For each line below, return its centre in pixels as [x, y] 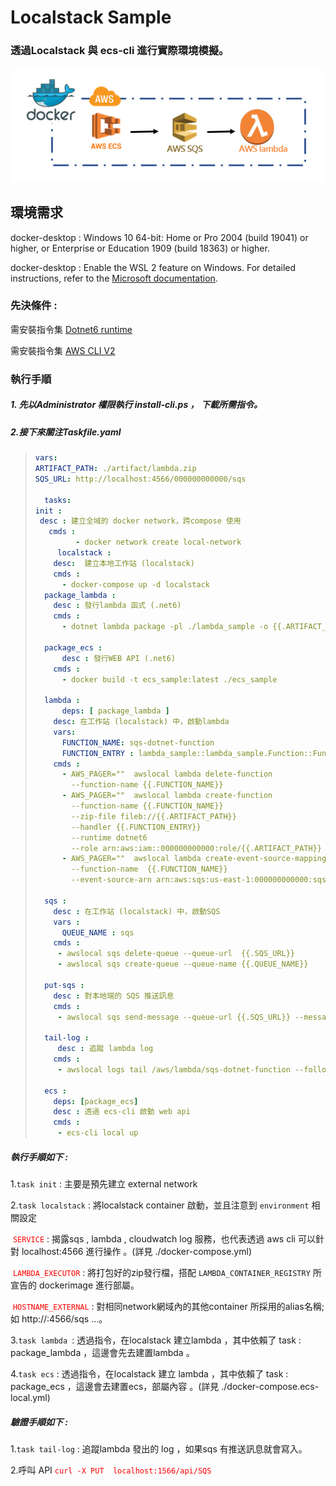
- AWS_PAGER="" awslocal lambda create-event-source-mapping [194, 859]
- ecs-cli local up [98, 1133]
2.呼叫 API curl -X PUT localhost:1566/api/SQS [111, 1470]
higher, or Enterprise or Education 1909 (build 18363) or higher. [140, 248]
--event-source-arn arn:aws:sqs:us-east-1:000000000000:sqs [199, 880]
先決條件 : [34, 306]
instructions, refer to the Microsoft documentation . [114, 278]
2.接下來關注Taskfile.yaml [66, 432]
